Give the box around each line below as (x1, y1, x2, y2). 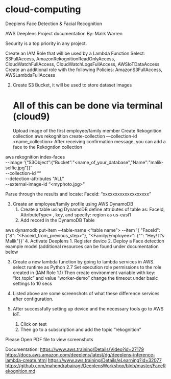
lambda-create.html (5, 357, 47, 363)
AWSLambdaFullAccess (5, 72, 56, 78)
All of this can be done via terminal (12, 100, 163, 112)
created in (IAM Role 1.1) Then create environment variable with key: (12, 270, 156, 276)
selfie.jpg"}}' (5, 165, 32, 171)
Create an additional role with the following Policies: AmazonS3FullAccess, (5, 66, 162, 73)
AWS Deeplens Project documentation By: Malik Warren (5, 30, 123, 36)
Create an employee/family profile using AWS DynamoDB (12, 200, 134, 207)
